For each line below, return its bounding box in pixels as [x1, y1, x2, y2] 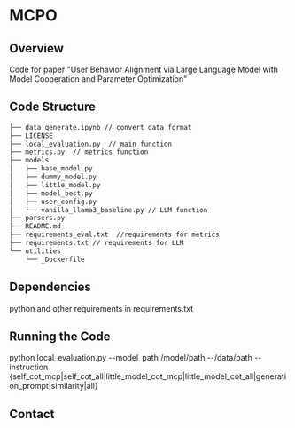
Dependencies [9, 280, 91, 295]
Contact [9, 406, 55, 422]
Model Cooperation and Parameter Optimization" [9, 74, 188, 84]
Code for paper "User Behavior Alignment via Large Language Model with [9, 64, 279, 75]
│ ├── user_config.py [9, 197, 97, 206]
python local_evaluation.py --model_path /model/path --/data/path [9, 353, 252, 363]
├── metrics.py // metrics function [9, 147, 149, 156]
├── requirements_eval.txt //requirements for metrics [9, 230, 220, 240]
